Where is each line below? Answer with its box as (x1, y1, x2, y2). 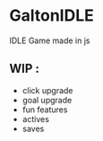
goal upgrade (21, 94, 73, 105)
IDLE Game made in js (9, 35, 90, 46)
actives (21, 113, 49, 124)
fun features (21, 104, 68, 115)
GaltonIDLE (9, 5, 94, 26)
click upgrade (21, 84, 73, 95)
